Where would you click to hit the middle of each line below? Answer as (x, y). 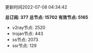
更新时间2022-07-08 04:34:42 (36, 7)
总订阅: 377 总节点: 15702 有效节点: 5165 (46, 17)
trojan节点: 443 (28, 33)
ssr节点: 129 (24, 46)
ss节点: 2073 (25, 40)
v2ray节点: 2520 (29, 27)
